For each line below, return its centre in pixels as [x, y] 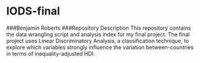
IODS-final [33, 11]
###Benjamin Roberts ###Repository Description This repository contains [98, 28]
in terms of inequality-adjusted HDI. [51, 53]
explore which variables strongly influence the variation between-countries [100, 47]
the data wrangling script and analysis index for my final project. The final [98, 34]
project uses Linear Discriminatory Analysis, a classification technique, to [98, 41]
